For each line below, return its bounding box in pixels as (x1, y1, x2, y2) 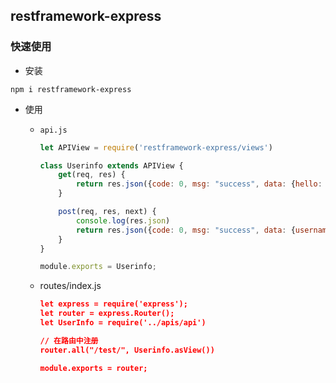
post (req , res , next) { (58, 207, 157, 217)
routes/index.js (39, 280, 102, 292)
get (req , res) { (58, 170, 126, 180)
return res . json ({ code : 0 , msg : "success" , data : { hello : (75, 179, 323, 189)
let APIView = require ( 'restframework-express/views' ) (39, 142, 273, 153)
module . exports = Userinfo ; (39, 262, 157, 272)
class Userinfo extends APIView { (39, 160, 184, 171)
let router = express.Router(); (39, 309, 175, 319)
